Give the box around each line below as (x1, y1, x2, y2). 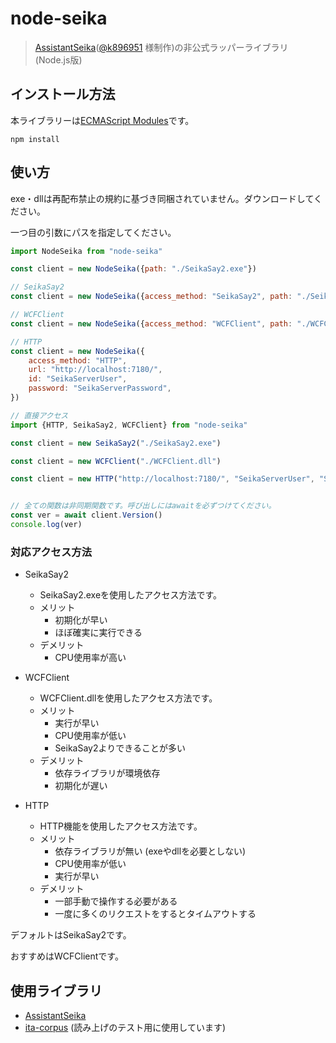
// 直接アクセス (10, 410, 69, 421)
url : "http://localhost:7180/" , (28, 365, 163, 375)
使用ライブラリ (10, 982, 103, 999)
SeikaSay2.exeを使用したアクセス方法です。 (39, 589, 222, 601)
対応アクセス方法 (10, 545, 93, 559)
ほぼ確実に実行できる (54, 627, 143, 639)
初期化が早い (54, 614, 108, 626)
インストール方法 (10, 86, 116, 103)
